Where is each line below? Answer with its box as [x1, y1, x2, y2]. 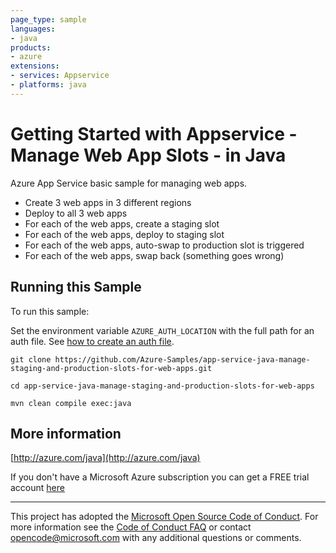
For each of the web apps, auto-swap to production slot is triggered [24, 239, 305, 251]
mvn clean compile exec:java [10, 398, 132, 408]
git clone [10, 354, 52, 365]
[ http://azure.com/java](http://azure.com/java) [10, 452, 201, 464]
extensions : [10, 61, 60, 71]
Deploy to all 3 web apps [24, 207, 128, 219]
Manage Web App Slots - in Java [10, 144, 287, 166]
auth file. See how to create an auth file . [10, 335, 175, 347]
